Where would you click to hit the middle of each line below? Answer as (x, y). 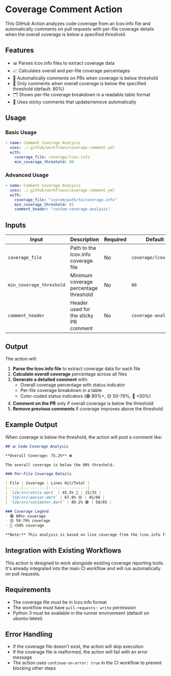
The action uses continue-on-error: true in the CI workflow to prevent (87, 663)
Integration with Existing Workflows (63, 551)
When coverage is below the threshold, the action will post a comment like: (84, 437)
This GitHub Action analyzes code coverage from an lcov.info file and (78, 23)
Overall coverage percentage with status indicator (73, 385)
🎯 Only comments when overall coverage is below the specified (79, 83)
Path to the (83, 248)
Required (115, 240)
